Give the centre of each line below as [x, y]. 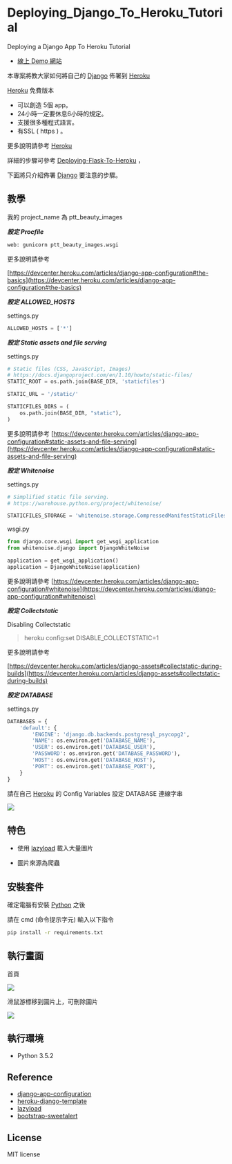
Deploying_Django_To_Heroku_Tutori [115, 13]
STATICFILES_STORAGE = [40, 516]
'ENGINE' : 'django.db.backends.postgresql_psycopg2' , [111, 734]
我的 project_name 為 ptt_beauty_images [65, 217]
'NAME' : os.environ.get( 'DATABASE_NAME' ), [94, 741]
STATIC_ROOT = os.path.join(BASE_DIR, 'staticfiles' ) [86, 382]
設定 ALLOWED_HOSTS [41, 302]
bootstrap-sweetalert [47, 1116]
